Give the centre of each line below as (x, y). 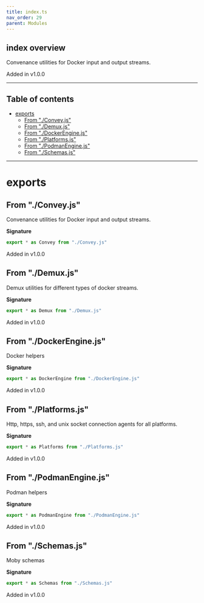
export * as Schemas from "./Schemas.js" (59, 584)
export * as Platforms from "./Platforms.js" (65, 447)
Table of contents (40, 99)
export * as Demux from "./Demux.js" (54, 310)
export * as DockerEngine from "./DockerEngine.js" (73, 379)
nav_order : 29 (24, 18)
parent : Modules (27, 23)
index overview (36, 48)
